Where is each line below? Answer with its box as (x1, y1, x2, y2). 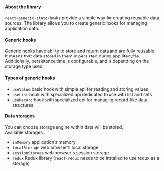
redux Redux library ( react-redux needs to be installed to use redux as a (12, 155, 160, 161)
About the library (5, 4, 41, 10)
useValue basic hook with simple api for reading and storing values (12, 86, 149, 92)
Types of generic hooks (5, 75, 55, 81)
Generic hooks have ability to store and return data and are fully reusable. (5, 48, 156, 54)
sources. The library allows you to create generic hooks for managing (5, 20, 147, 26)
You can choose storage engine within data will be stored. (5, 124, 124, 130)
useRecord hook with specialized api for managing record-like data (12, 97, 148, 103)
